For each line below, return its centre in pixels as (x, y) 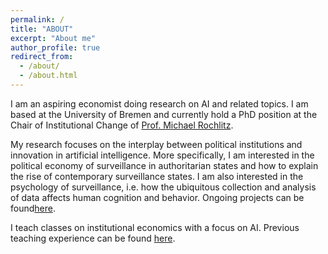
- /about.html (48, 76)
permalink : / (37, 19)
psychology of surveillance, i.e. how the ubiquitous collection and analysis (163, 187)
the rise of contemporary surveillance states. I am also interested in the (157, 176)
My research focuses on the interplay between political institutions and (156, 144)
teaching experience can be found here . (93, 238)
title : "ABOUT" (42, 29)
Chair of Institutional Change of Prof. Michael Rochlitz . (122, 125)
